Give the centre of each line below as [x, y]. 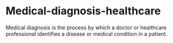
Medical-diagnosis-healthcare [83, 11]
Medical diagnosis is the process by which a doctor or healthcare [86, 27]
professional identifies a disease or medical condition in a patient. [86, 33]
